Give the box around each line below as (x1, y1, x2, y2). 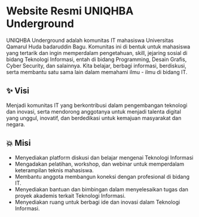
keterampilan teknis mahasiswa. (14, 166, 94, 174)
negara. (6, 121, 26, 128)
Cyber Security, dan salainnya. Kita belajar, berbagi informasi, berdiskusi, (6, 62, 186, 69)
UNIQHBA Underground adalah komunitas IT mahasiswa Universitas (6, 36, 174, 44)
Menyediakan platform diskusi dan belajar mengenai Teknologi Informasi (14, 154, 194, 161)
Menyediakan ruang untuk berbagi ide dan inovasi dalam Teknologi (14, 198, 180, 206)
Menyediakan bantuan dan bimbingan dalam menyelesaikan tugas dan (14, 185, 188, 192)
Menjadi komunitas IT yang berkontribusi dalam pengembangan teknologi (6, 102, 188, 109)
